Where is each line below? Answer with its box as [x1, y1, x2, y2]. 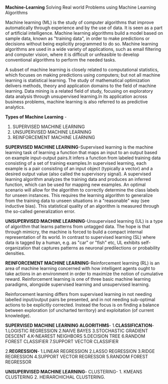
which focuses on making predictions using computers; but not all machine [5, 72, 160, 78]
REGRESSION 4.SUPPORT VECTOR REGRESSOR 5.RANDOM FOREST [5, 354, 148, 359]
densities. [5, 250, 26, 256]
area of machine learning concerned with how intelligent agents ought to [5, 266, 155, 271]
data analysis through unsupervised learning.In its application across [5, 93, 147, 99]
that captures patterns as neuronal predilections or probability [32, 245, 160, 251]
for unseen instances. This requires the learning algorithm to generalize [5, 193, 153, 198]
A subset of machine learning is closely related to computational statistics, [5, 67, 159, 73]
